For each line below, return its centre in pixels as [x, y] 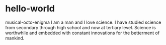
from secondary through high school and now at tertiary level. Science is [80, 27]
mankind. [15, 38]
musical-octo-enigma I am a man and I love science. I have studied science [83, 22]
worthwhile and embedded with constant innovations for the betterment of [82, 33]
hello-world [30, 9]
